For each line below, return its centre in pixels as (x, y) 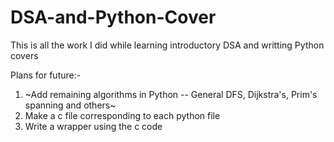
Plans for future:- (46, 75)
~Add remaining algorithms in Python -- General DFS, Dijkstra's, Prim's (171, 94)
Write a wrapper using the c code (93, 126)
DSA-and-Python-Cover (113, 17)
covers (24, 55)
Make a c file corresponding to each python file (122, 115)
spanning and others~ (70, 105)
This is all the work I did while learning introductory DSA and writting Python (167, 45)
